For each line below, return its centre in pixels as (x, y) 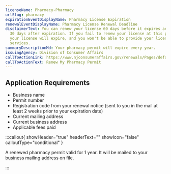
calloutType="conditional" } (34, 142)
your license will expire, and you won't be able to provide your (82, 39)
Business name (28, 95)
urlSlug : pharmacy (25, 15)
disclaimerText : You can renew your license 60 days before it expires (83, 29)
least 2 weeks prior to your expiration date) (58, 111)
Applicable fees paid (34, 127)
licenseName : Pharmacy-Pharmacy (39, 10)
